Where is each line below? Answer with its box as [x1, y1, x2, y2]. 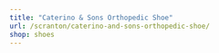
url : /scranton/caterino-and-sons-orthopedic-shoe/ [9, 22, 210, 31]
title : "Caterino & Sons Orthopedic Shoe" [9, 13, 173, 22]
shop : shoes [9, 30, 55, 39]
